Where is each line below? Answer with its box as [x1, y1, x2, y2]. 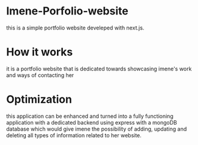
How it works [6, 45, 73, 59]
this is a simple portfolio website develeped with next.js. [6, 24, 145, 31]
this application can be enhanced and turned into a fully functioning [6, 113, 174, 120]
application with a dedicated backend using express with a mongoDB [6, 119, 177, 126]
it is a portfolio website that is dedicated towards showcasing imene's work [6, 65, 192, 72]
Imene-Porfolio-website [6, 4, 129, 18]
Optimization [6, 93, 72, 106]
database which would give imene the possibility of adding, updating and [6, 125, 187, 132]
